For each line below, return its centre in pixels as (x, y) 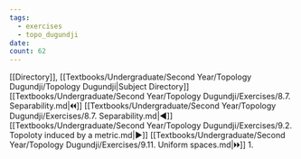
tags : (19, 18)
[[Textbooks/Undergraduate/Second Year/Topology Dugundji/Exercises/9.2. (150, 126)
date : (19, 43)
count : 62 (28, 51)
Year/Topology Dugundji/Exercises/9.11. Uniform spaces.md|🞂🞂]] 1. (132, 145)
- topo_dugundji (48, 34)
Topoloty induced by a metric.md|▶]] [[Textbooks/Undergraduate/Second (148, 136)
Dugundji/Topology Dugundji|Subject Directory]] (99, 87)
